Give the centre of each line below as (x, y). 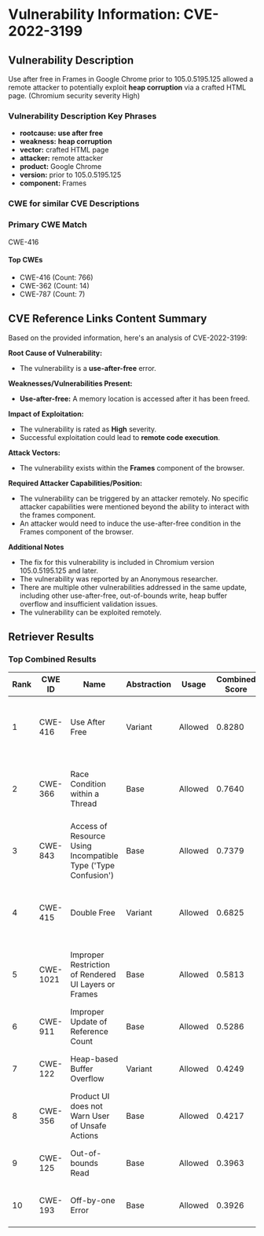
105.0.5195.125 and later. (59, 570)
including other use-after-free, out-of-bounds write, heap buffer (123, 596)
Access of (89, 827)
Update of (89, 1021)
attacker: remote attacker (61, 158)
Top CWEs (26, 260)
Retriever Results (51, 637)
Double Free (93, 913)
